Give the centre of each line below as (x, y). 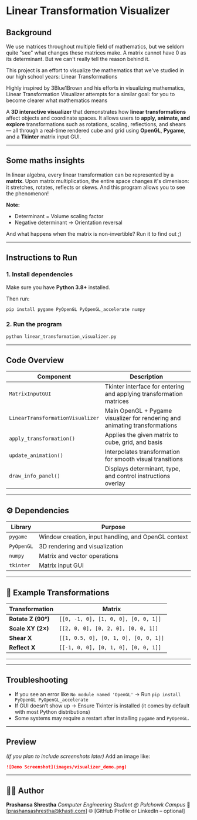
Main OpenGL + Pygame (138, 411)
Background (29, 33)
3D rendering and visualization (81, 547)
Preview (21, 742)
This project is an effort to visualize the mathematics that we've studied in (95, 70)
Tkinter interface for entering (145, 387)
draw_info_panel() (35, 476)
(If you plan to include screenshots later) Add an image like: (78, 756)
